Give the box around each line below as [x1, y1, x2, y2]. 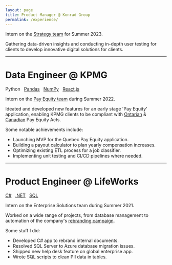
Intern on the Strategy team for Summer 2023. [5, 31, 103, 37]
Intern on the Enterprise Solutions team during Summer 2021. [5, 203, 135, 209]
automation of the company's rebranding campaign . [5, 218, 115, 224]
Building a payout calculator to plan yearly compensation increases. [12, 142, 156, 148]
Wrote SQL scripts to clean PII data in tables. [12, 254, 107, 260]
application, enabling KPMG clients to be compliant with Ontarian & [5, 111, 147, 118]
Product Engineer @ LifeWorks [5, 175, 139, 187]
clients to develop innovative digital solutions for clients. [5, 47, 124, 53]
